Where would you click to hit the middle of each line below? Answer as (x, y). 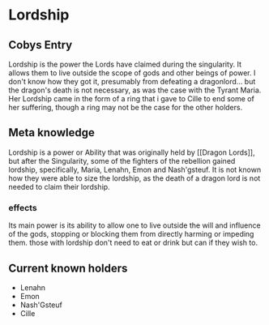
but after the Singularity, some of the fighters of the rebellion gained (122, 160)
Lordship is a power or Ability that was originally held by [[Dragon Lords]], (132, 152)
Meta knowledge (51, 133)
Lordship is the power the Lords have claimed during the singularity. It (125, 64)
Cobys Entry (41, 45)
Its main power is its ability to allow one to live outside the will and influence (134, 225)
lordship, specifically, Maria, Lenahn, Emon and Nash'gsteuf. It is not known (135, 169)
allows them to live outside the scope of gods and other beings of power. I (132, 73)
